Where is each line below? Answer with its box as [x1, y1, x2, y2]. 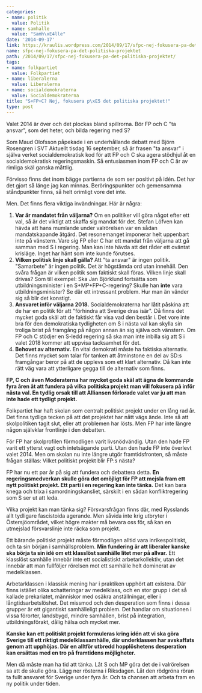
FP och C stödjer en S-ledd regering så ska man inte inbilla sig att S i [14, 333, 185, 340]
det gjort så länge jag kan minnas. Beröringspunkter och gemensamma [6, 181, 182, 189]
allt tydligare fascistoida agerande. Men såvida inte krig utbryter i [6, 512, 168, 519]
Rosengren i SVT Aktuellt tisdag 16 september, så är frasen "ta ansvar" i [6, 145, 185, 152]
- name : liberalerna [6, 76, 58, 82]
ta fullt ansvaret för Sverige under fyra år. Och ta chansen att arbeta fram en [6, 673, 195, 680]
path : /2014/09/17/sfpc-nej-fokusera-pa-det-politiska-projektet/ [6, 53, 176, 59]
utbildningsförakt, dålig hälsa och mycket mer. [6, 618, 120, 625]
